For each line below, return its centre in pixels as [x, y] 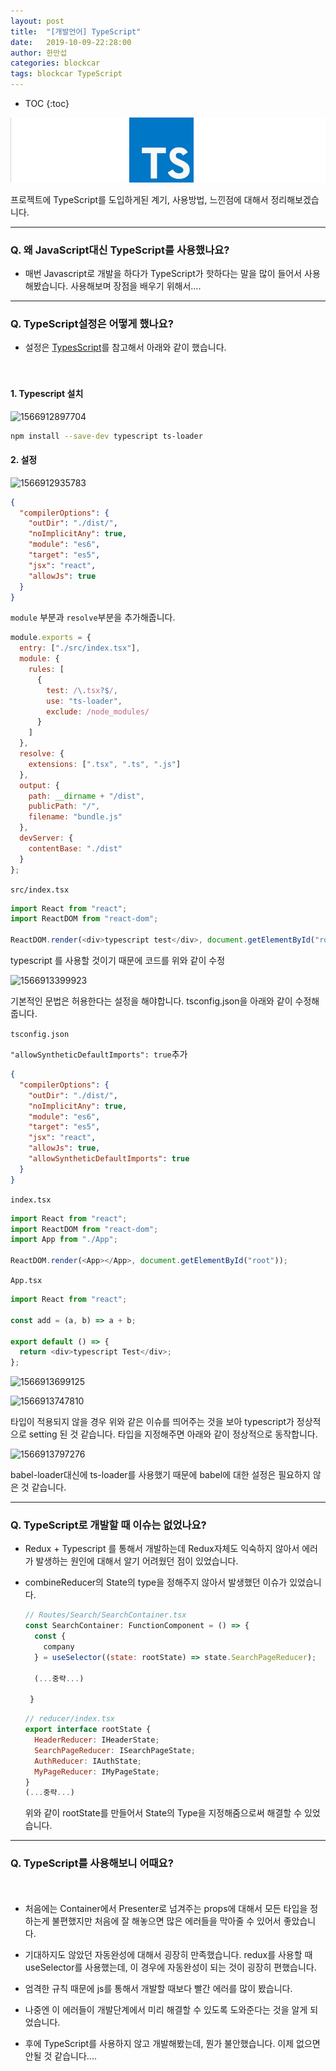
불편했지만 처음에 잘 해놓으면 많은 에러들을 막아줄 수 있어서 [166, 1921]
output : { [39, 785]
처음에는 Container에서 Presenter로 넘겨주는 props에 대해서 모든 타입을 [166, 1908]
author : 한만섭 [39, 53]
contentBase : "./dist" [75, 848]
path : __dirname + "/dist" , [86, 796]
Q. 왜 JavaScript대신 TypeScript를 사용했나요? [120, 250]
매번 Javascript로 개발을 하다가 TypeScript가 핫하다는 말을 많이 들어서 [163, 274]
